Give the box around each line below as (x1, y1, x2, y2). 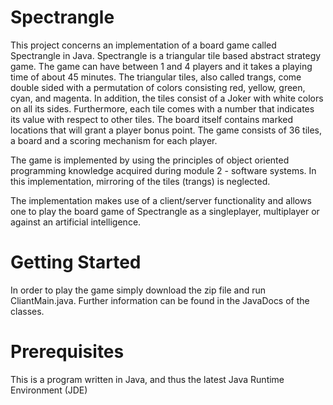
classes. (10, 305, 45, 317)
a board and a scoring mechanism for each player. (10, 134, 218, 146)
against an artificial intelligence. (10, 216, 142, 228)
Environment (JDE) (10, 384, 88, 396)
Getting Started (10, 251, 142, 274)
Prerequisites (10, 341, 125, 363)
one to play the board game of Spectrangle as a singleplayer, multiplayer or (10, 205, 320, 217)
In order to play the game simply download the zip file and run (10, 284, 267, 296)
